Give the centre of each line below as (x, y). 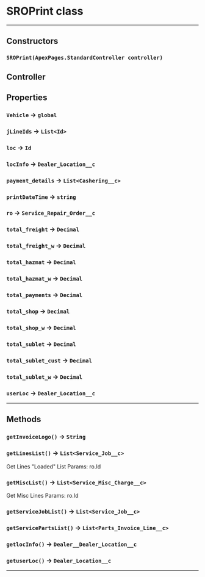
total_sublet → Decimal (41, 344)
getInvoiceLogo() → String (46, 437)
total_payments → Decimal (45, 295)
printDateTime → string (41, 196)
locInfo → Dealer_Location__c (51, 164)
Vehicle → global (32, 115)
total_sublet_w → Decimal (45, 376)
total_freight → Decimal (43, 229)
